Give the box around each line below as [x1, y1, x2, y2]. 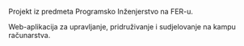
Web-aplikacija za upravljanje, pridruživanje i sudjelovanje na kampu [8, 22, 237, 31]
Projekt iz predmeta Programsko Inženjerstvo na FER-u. [8, 7, 194, 16]
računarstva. [8, 31, 51, 40]
